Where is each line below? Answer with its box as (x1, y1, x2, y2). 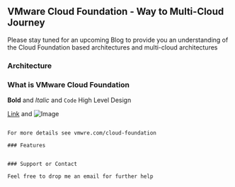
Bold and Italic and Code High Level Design (7, 96, 132, 105)
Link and (7, 110, 33, 118)
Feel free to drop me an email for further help (7, 173, 154, 180)
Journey (7, 17, 45, 29)
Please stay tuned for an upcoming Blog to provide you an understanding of (7, 35, 229, 44)
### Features (7, 142, 46, 149)
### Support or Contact (7, 161, 78, 168)
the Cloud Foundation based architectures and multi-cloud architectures (7, 42, 218, 52)
